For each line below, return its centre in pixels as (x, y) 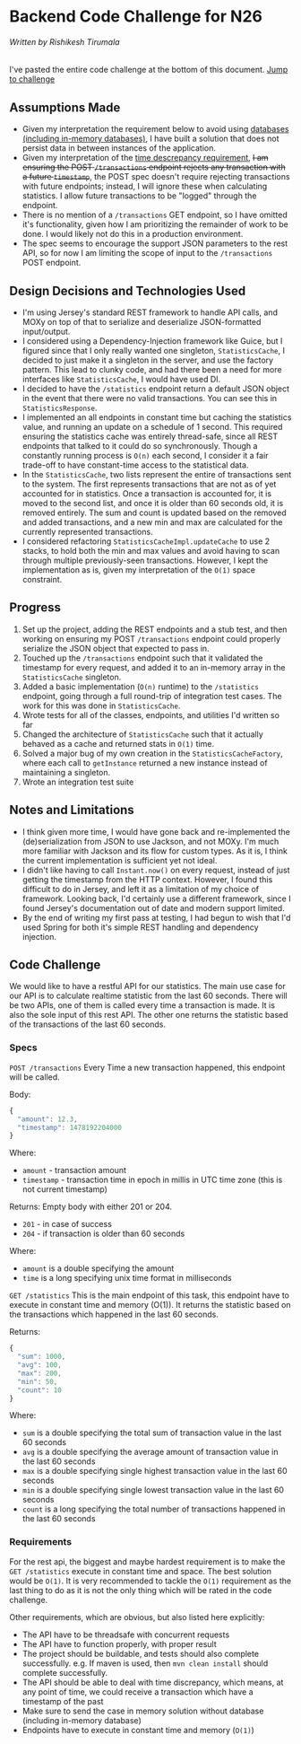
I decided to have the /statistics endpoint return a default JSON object (155, 389)
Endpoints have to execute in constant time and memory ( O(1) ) (138, 1730)
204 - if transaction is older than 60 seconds (103, 1234)
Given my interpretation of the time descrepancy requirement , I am (145, 158)
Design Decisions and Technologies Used (128, 290)
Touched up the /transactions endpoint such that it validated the (142, 658)
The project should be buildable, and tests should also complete (141, 1653)
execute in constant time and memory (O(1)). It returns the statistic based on (150, 1305)
